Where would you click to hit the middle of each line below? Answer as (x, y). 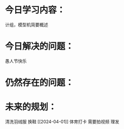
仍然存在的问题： (40, 83)
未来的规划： (31, 107)
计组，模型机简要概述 (26, 25)
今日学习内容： (35, 10)
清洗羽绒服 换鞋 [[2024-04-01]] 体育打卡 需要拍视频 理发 (62, 122)
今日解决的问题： (40, 47)
